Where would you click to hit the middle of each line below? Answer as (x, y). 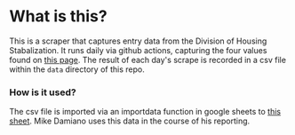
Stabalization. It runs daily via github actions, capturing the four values (138, 50)
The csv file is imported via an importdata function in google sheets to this (145, 112)
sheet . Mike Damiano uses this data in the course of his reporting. (130, 121)
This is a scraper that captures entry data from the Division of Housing (138, 41)
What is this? (59, 16)
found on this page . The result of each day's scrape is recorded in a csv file (148, 60)
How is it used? (43, 92)
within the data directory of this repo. (77, 69)
